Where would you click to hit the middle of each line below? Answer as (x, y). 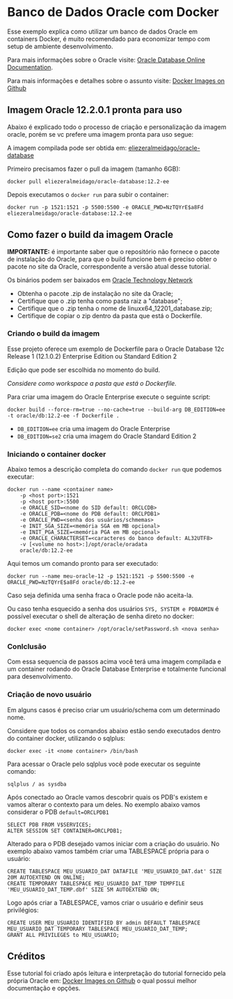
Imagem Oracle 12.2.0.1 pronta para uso (95, 110)
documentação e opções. (44, 988)
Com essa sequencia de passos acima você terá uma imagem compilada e (114, 662)
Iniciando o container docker (57, 454)
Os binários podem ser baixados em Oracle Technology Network (100, 280)
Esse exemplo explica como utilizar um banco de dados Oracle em (103, 31)
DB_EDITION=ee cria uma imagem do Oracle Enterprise (94, 428)
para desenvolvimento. (40, 677)
